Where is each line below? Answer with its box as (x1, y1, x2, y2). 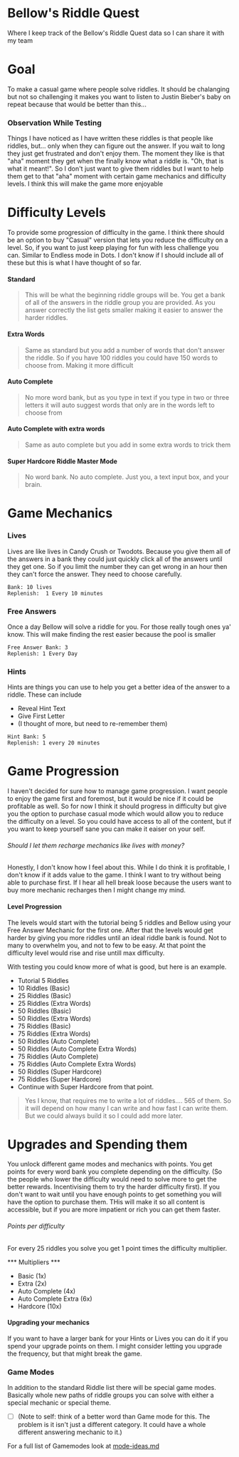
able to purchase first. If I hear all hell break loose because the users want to (7, 878, 232, 887)
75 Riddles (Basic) (17, 1022, 71, 1030)
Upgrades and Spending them (7, 1136, 188, 1152)
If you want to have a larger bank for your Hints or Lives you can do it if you (7, 1334, 228, 1343)
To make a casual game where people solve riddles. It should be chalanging (7, 84, 230, 94)
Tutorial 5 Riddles (17, 976, 69, 984)
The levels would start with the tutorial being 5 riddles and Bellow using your (7, 918, 231, 927)
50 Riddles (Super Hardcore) (17, 1067, 102, 1076)
